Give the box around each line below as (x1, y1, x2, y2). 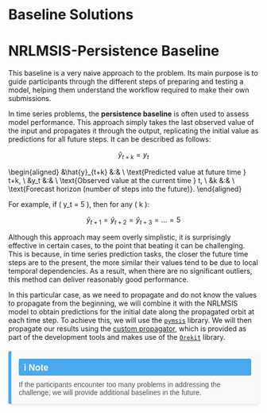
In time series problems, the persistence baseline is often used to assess (8, 109, 250, 119)
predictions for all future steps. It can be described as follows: (8, 134, 211, 144)
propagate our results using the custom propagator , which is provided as (8, 324, 246, 333)
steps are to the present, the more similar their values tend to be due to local (8, 257, 258, 267)
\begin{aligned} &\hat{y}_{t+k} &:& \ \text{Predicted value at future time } (8, 167, 246, 177)
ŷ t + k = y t (118, 150, 149, 161)
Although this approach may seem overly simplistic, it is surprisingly (8, 232, 231, 242)
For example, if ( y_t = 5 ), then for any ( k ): (8, 199, 149, 208)
